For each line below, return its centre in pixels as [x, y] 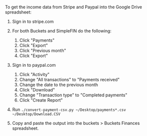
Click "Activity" [34, 74]
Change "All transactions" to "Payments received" [70, 80]
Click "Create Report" [41, 100]
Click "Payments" [37, 40]
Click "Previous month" [43, 51]
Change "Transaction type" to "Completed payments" [73, 95]
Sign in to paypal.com [34, 65]
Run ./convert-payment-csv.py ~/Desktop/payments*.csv [69, 109]
